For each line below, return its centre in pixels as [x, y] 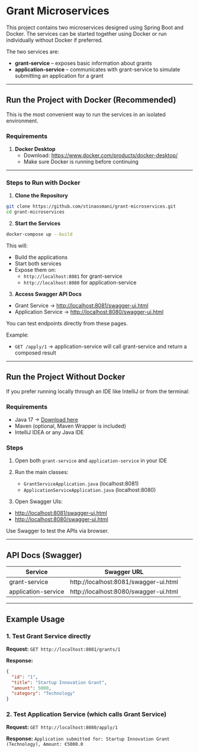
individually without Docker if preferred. [54, 40]
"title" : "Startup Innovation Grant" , [60, 682]
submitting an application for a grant [59, 76]
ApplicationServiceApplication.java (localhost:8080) [89, 490]
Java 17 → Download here [46, 420]
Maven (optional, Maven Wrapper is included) [70, 426]
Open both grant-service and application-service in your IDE [91, 461]
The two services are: [33, 51]
